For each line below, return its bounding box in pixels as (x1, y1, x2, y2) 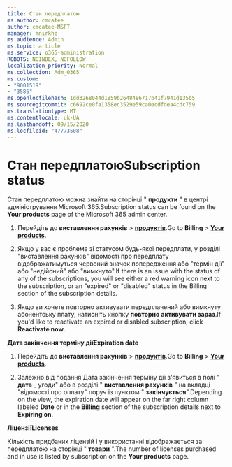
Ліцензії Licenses (7, 424, 59, 432)
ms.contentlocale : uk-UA (7, 114, 80, 121)
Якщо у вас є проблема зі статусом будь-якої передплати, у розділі (17, 245, 221, 253)
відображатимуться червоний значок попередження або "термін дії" (17, 259, 225, 268)
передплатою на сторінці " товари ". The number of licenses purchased (7, 445, 217, 453)
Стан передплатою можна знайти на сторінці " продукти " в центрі (7, 195, 208, 203)
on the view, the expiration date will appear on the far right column (17, 396, 209, 404)
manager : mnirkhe (7, 29, 58, 37)
